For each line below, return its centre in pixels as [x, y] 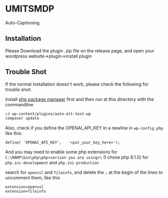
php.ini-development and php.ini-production [52, 163]
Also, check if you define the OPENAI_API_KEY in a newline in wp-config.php [84, 128]
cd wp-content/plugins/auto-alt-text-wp [48, 114]
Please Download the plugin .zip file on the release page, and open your [80, 50]
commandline [19, 104]
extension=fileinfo [26, 191]
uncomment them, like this [33, 178]
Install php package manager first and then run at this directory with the [80, 99]
